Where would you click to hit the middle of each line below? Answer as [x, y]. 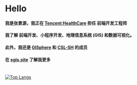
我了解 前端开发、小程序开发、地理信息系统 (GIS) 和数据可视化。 [70, 35]
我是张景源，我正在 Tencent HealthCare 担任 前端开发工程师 [66, 23]
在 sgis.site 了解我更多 [28, 59]
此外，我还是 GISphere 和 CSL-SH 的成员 [46, 47]
